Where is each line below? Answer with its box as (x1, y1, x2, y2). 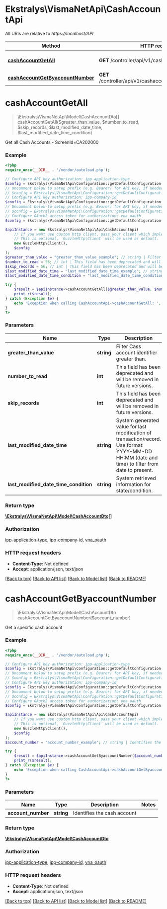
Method (41, 42, 61, 49)
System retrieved (116, 475, 156, 482)
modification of (116, 429, 152, 436)
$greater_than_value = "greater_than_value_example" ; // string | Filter (5, 254, 162, 259)
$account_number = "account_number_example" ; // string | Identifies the (5, 740, 162, 745)
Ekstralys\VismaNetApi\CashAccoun (5, 3, 161, 15)
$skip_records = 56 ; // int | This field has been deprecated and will (5, 264, 157, 269)
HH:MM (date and (116, 454, 158, 461)
